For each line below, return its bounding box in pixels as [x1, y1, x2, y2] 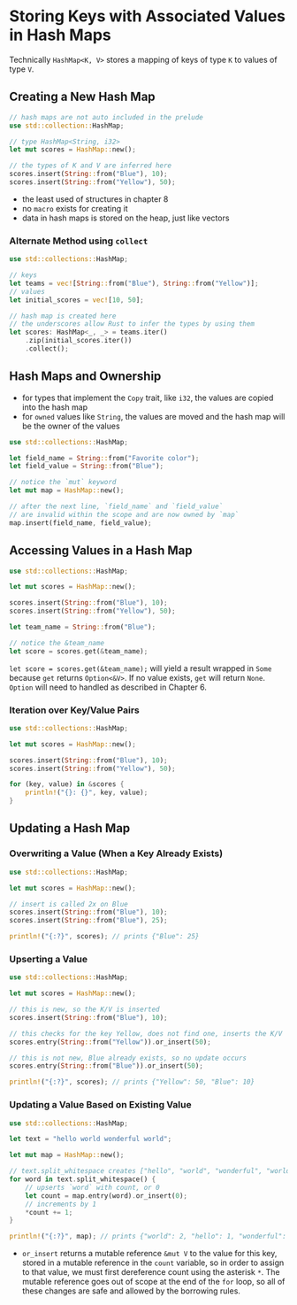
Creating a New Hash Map [9, 89, 156, 104]
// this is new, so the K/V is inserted [9, 1005, 161, 1015]
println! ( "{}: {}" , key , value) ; [25, 788, 148, 798]
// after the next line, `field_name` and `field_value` [9, 502, 224, 511]
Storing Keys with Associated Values [9, 6, 286, 27]
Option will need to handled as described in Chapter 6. [9, 682, 208, 692]
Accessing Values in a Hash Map [9, 543, 193, 559]
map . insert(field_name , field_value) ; [9, 518, 152, 528]
